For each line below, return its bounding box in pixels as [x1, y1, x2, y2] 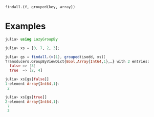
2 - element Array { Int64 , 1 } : [5, 99, 60, 104]
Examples [5, 21, 46, 32]
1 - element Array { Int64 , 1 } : [5, 81, 60, 86]
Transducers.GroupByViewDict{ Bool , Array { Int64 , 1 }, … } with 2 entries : [5, 59, 150, 64]
